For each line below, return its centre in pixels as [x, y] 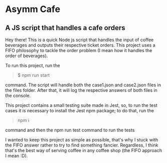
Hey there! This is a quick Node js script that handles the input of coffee [79, 40]
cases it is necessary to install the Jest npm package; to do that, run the [79, 111]
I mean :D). [17, 156]
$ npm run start [34, 75]
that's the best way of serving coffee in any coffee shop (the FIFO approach [83, 150]
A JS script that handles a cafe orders [65, 28]
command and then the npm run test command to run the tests [70, 130]
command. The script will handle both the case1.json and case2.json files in [83, 85]
